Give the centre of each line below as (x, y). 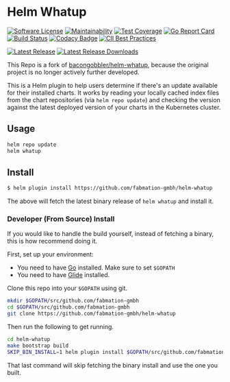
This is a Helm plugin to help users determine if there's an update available (112, 85)
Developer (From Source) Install (61, 219)
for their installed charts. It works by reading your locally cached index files (113, 93)
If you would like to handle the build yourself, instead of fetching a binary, (111, 234)
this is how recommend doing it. (52, 241)
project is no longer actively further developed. (73, 72)
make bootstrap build (38, 346)
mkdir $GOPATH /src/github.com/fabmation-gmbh (73, 301)
